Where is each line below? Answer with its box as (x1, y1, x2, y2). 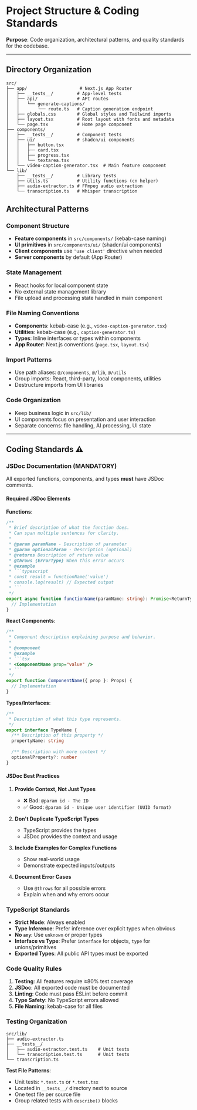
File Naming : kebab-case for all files (14, 1003, 103, 1010)
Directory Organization (6, 65, 92, 75)
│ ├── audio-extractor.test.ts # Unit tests (6, 1046, 130, 1052)
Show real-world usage (23, 855, 80, 862)
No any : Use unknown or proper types (14, 932, 103, 939)
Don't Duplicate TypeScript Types (14, 815, 99, 822)
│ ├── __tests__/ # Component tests (6, 131, 122, 137)
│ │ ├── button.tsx (6, 142, 64, 148)
